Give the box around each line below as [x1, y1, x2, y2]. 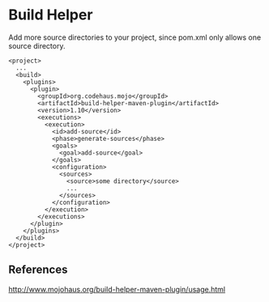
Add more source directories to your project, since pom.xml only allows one [8, 32, 262, 42]
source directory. [8, 40, 66, 50]
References [8, 263, 68, 277]
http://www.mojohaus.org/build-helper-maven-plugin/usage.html [8, 284, 225, 294]
